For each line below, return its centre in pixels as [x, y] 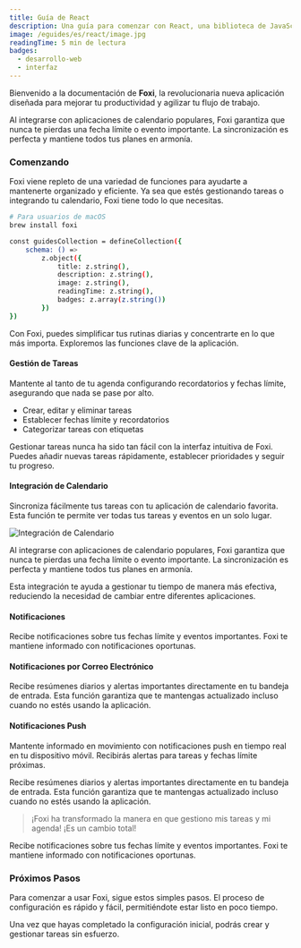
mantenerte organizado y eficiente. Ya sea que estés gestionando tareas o [146, 191]
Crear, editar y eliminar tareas [77, 410]
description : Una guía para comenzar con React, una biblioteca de [138, 26]
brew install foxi [43, 226]
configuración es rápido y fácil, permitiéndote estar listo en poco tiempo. [144, 907]
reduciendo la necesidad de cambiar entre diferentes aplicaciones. [133, 596]
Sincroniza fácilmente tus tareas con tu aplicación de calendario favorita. [144, 506]
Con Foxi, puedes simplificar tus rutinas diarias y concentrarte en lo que [142, 333]
